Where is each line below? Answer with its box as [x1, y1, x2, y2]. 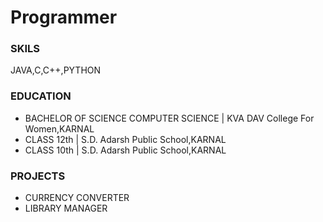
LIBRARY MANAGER [24, 202, 108, 215]
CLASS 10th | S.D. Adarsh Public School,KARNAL [24, 144, 227, 156]
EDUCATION [10, 89, 72, 103]
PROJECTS [10, 169, 66, 183]
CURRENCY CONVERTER [24, 192, 130, 204]
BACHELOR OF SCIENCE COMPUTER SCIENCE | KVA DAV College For [24, 112, 315, 124]
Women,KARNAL [24, 122, 95, 135]
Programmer [10, 6, 118, 29]
